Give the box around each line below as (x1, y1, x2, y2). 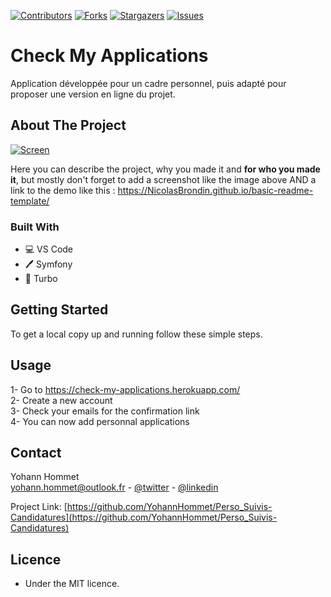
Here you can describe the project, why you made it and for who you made (10, 163, 321, 175)
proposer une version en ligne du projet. (10, 88, 176, 100)
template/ (10, 195, 50, 207)
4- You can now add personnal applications (10, 415, 190, 427)
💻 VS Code (24, 243, 74, 255)
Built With (10, 220, 60, 234)
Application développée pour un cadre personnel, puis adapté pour (10, 77, 287, 89)
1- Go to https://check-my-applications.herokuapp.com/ (10, 383, 241, 395)
